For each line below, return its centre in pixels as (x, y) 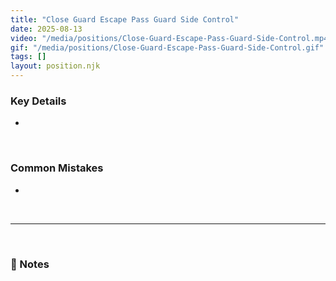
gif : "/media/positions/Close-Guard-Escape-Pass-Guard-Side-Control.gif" (167, 47)
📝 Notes (30, 264)
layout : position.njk (55, 66)
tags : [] (28, 57)
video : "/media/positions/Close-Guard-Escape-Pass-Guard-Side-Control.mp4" (171, 38)
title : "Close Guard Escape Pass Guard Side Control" (125, 19)
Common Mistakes (57, 168)
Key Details (38, 101)
